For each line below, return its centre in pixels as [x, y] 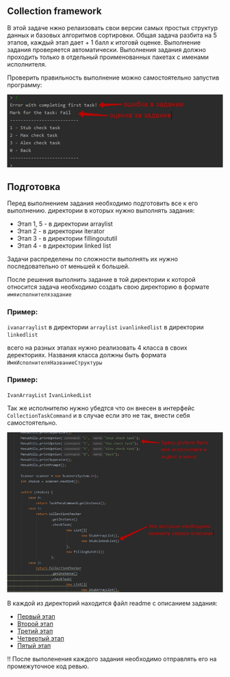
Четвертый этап [40, 638]
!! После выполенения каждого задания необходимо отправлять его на [112, 658]
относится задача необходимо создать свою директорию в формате [108, 287]
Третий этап [35, 631]
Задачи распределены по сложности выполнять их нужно [92, 259]
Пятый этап [34, 645]
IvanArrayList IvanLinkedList [50, 395]
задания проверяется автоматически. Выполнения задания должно [107, 49]
